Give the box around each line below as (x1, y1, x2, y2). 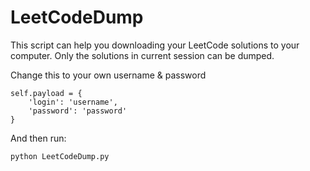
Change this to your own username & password (10, 69, 207, 81)
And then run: (10, 132, 67, 144)
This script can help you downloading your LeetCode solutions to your (10, 39, 300, 51)
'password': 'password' (28, 106, 128, 116)
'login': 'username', (28, 97, 118, 107)
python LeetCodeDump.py (10, 151, 110, 161)
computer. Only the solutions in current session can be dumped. (10, 49, 275, 61)
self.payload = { (10, 88, 83, 98)
